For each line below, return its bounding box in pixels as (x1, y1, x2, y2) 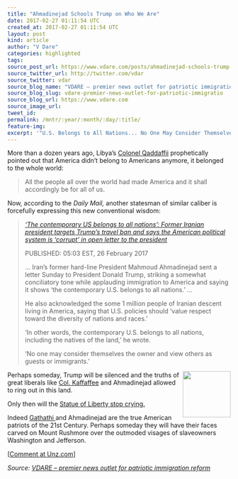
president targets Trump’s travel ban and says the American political (24, 228, 225, 237)
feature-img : (7, 122, 46, 130)
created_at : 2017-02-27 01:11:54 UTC (7, 23, 119, 31)
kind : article (7, 37, 50, 44)
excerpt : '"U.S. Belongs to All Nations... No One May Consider (7, 129, 201, 136)
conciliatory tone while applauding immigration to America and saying (24, 278, 229, 286)
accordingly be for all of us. (24, 185, 106, 194)
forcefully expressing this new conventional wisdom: (7, 207, 161, 215)
